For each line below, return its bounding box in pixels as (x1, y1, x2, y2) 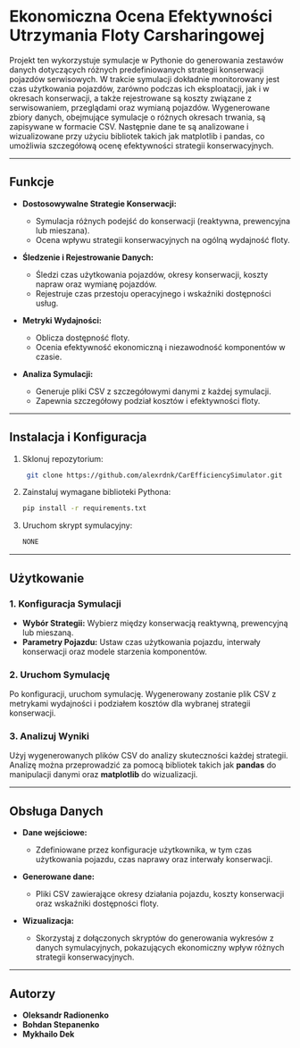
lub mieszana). (35, 225, 90, 236)
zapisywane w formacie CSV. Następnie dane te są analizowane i (9, 121, 249, 131)
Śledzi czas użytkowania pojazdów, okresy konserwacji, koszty (35, 269, 269, 280)
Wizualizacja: (21, 916, 74, 926)
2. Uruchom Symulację (9, 668, 111, 681)
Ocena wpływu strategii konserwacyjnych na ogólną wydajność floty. (35, 234, 290, 245)
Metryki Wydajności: (21, 314, 103, 325)
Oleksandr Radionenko (21, 1010, 109, 1020)
